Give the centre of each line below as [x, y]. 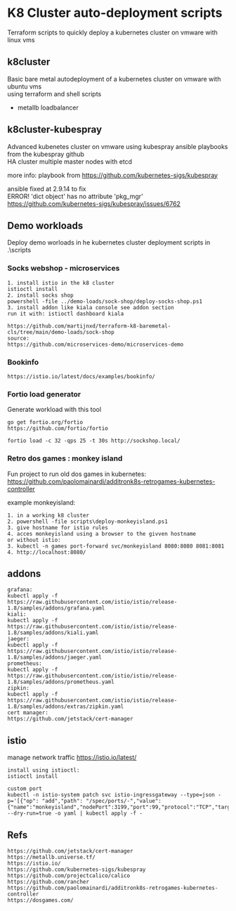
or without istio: [34, 540]
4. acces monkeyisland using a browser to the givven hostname [102, 534]
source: [19, 338]
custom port [25, 789]
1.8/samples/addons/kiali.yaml [53, 633]
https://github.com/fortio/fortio [58, 429]
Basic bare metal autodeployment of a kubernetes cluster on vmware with [114, 79]
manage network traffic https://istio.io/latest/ [72, 758]
